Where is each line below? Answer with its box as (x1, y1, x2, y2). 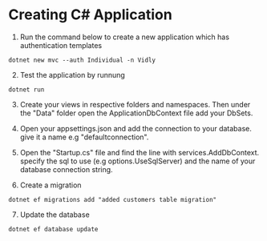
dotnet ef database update (8, 225, 99, 233)
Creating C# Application (8, 6, 172, 24)
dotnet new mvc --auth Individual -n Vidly (8, 56, 156, 64)
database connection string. (19, 164, 114, 174)
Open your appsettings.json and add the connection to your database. (19, 123, 253, 133)
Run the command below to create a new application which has (19, 32, 230, 42)
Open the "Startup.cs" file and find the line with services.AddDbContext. (19, 147, 260, 157)
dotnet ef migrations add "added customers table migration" (8, 195, 217, 203)
